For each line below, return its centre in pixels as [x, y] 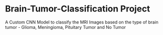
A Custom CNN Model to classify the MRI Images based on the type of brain [82, 22]
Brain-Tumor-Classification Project [78, 9]
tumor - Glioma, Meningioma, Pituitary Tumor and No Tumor [66, 27]
